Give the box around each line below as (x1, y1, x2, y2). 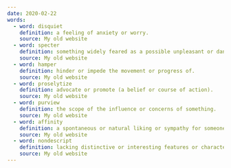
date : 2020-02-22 (7, 10, 57, 17)
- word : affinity (13, 118, 63, 125)
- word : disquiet (13, 23, 63, 29)
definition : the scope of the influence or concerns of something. (19, 106, 217, 112)
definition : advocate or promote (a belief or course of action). (19, 86, 214, 93)
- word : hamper (13, 61, 57, 68)
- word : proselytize (13, 80, 72, 87)
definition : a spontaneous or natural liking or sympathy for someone (19, 125, 226, 132)
